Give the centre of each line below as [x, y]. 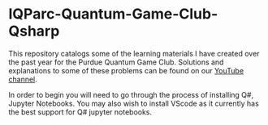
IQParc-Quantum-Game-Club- [113, 14]
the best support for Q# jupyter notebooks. [80, 112]
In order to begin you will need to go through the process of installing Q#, [131, 94]
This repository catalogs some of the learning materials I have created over [134, 53]
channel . [23, 79]
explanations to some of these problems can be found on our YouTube [126, 70]
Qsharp [34, 31]
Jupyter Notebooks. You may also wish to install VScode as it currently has [134, 103]
